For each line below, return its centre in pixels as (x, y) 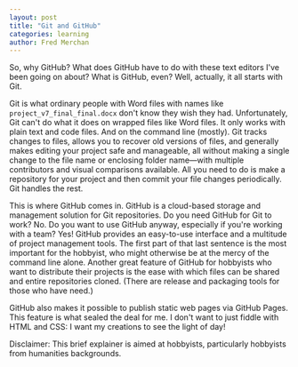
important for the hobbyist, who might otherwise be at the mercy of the (139, 253)
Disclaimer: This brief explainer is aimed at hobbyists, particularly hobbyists (148, 344)
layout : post (33, 17)
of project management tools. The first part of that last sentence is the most (148, 243)
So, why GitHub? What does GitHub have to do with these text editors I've (145, 68)
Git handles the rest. (46, 188)
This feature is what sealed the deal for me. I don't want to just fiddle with (144, 317)
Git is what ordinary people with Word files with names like (117, 104)
